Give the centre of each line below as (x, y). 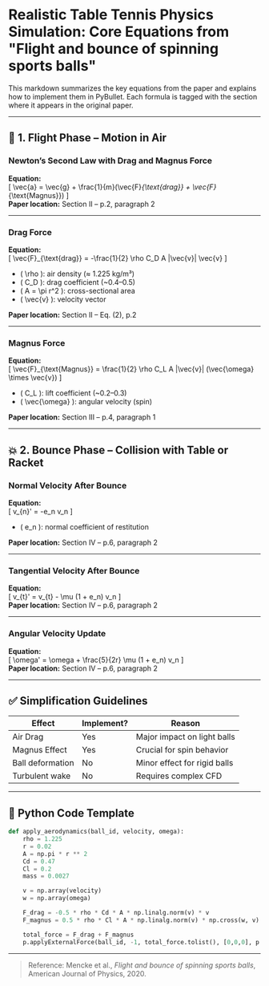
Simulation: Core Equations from (119, 32)
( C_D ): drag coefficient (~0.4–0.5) (78, 282)
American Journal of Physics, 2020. (87, 973)
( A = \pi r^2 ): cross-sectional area (78, 290)
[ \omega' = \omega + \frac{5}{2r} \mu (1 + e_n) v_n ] (96, 659)
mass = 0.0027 (46, 876)
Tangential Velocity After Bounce (74, 570)
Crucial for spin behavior (182, 750)
